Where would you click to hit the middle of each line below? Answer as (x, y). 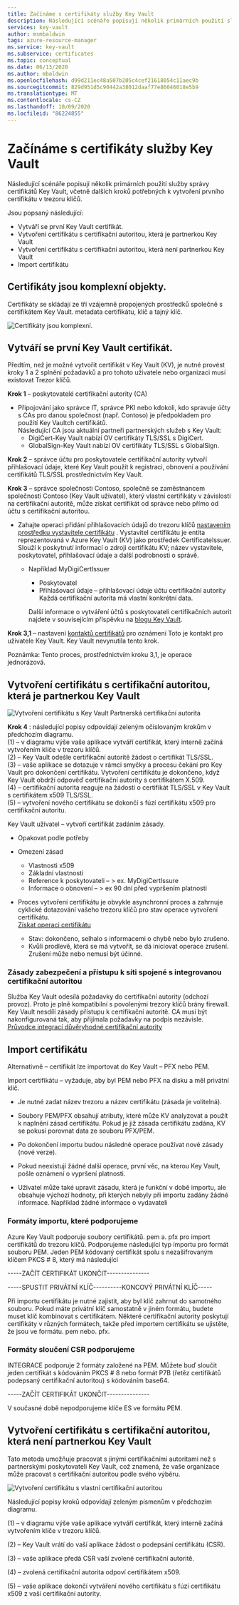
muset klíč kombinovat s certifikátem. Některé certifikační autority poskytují (118, 1316)
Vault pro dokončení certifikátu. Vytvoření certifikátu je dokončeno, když (114, 773)
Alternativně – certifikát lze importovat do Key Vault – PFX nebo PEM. (108, 1066)
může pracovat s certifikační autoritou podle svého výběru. (94, 1474)
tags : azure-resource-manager (52, 41)
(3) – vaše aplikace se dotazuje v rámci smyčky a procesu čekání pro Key (115, 765)
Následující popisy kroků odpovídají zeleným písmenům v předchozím (110, 1502)
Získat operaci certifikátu (54, 925)
